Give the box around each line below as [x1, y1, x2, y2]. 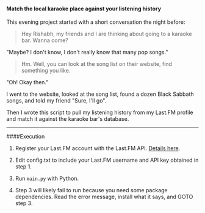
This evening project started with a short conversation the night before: [6, 18, 185, 26]
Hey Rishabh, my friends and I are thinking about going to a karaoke [21, 31, 192, 38]
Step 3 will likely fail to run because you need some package [15, 187, 168, 194]
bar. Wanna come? [21, 37, 68, 44]
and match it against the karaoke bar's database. [6, 115, 129, 123]
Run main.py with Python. [15, 175, 79, 182]
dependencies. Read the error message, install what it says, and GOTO [15, 193, 193, 201]
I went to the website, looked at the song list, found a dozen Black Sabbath [6, 90, 194, 98]
